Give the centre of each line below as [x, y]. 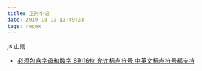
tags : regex [24, 26]
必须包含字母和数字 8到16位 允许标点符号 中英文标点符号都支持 [106, 61]
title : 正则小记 [28, 13]
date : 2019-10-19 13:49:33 [46, 20]
